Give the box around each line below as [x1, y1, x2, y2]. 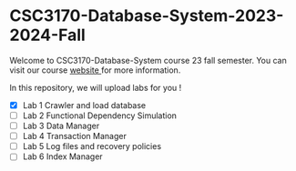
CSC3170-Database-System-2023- [9, 5, 284, 26]
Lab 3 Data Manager [22, 120, 100, 132]
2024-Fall [9, 25, 87, 45]
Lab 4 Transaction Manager [22, 131, 128, 142]
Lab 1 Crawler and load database [22, 99, 147, 110]
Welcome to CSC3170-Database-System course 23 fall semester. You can [9, 55, 287, 65]
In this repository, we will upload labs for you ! [9, 82, 182, 93]
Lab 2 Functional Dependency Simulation [22, 110, 178, 121]
